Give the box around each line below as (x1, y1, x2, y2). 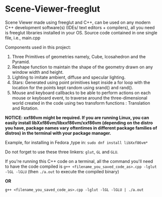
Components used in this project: (5, 44, 72, 50)
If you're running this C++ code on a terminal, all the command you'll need (5, 158, 153, 164)
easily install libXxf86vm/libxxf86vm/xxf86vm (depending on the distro (5, 120, 153, 126)
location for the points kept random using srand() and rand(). (12, 84, 133, 90)
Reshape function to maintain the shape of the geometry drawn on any (12, 64, 153, 70)
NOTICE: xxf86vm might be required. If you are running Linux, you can (5, 115, 149, 120)
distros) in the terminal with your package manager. (5, 130, 111, 136)
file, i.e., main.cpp (5, 35, 41, 41)
